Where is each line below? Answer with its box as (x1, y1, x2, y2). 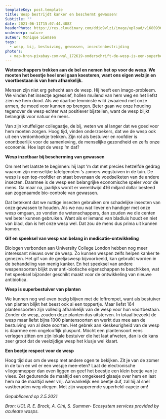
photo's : (5, 49, 23, 54)
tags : (5, 40, 16, 45)
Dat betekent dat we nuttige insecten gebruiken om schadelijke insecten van (5, 200, 161, 206)
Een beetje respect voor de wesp (5, 348, 74, 354)
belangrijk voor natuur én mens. (5, 114, 70, 120)
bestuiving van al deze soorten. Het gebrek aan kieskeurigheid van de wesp (5, 322, 160, 328)
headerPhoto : (5, 26, 32, 31)
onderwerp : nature (5, 30, 43, 35)
